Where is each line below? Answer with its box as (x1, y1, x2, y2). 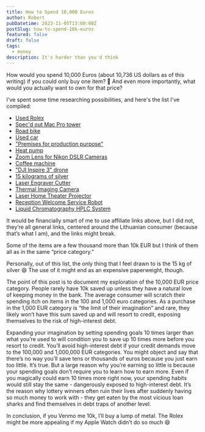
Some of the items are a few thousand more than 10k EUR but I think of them (6, 242, 198, 249)
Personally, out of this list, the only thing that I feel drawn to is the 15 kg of (6, 260, 192, 267)
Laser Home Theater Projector (15, 192, 92, 199)
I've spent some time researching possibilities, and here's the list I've (6, 96, 180, 103)
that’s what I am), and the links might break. (6, 229, 116, 237)
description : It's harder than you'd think (6, 54, 119, 60)
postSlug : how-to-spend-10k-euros (6, 26, 95, 32)
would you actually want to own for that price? (6, 84, 123, 92)
